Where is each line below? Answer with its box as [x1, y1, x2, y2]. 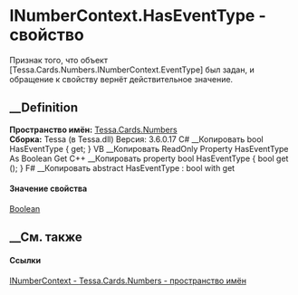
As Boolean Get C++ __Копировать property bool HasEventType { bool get [9, 153, 289, 164]
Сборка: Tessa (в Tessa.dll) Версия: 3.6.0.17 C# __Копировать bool [9, 133, 264, 145]
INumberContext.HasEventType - [9, 5, 267, 26]
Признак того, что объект [9, 54, 109, 65]
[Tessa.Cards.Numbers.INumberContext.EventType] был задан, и [9, 64, 255, 75]
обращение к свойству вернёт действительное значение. [9, 73, 234, 84]
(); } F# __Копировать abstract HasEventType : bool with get [9, 162, 236, 173]
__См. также [9, 230, 83, 245]
